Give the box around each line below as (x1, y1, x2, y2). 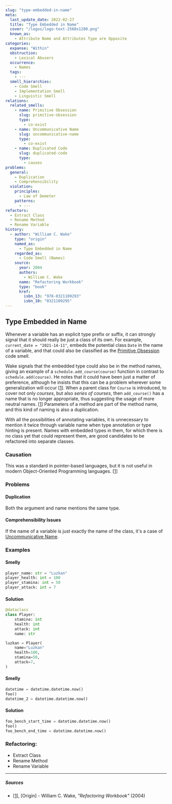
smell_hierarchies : (10, 79, 52, 84)
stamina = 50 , (14, 655, 40, 660)
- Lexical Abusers (14, 55, 54, 61)
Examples (5, 546, 31, 554)
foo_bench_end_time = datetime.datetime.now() (5, 728, 106, 734)
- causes (24, 160, 42, 165)
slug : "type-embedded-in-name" (5, 7, 72, 13)
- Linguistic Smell (14, 93, 56, 99)
